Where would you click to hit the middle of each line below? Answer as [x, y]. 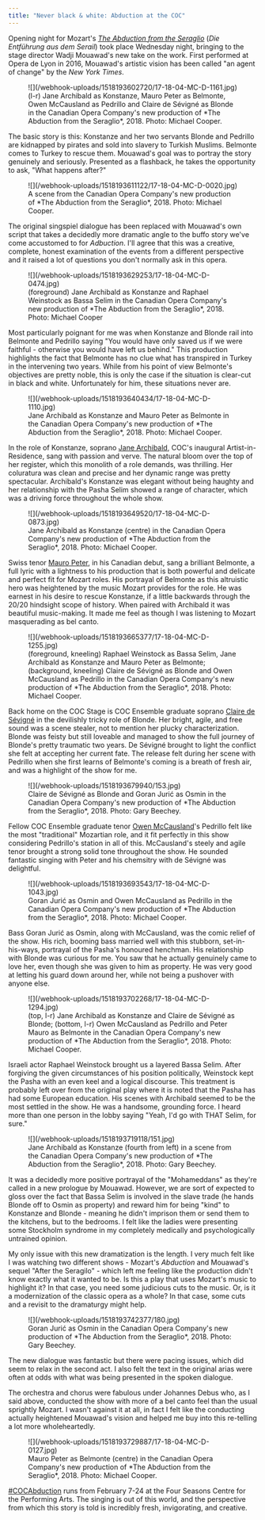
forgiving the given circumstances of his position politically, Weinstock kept [131, 1073]
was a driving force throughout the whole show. [86, 498]
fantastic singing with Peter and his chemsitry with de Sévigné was [117, 860]
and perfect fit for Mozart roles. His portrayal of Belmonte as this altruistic [129, 579]
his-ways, [24, 949]
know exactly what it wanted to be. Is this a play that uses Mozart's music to [132, 1279]
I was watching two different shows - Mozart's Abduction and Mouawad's [129, 1262]
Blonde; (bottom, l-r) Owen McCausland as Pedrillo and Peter [128, 1024]
